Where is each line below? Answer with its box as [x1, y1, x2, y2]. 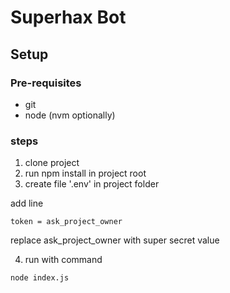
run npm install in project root [24, 167, 147, 180]
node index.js [10, 273, 70, 283]
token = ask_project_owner [10, 217, 123, 227]
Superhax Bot [10, 6, 127, 29]
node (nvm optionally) [24, 109, 116, 121]
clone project [24, 157, 80, 169]
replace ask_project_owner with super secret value [10, 234, 220, 246]
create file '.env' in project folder [24, 178, 160, 190]
